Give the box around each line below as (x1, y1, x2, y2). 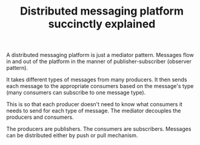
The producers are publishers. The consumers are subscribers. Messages (6, 126, 192, 133)
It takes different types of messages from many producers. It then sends (6, 76, 187, 83)
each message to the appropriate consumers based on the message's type (6, 83, 194, 90)
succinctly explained (48, 17, 156, 31)
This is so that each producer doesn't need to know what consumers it (6, 101, 183, 108)
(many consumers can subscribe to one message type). (6, 89, 146, 96)
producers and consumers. (6, 113, 74, 121)
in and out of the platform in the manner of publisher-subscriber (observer (6, 58, 192, 65)
